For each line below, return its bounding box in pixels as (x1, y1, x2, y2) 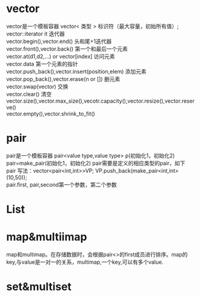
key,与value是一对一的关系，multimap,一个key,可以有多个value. (6, 258, 164, 266)
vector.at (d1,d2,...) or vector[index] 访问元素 (6, 53, 116, 60)
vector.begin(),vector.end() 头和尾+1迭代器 (6, 37, 112, 45)
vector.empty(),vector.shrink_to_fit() (6, 110, 95, 117)
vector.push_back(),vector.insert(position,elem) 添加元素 (6, 68, 146, 75)
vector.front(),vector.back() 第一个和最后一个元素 (6, 45, 128, 53)
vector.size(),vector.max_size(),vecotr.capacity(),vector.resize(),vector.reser (6, 97, 195, 104)
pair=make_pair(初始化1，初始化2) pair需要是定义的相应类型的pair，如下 (6, 159, 186, 167)
